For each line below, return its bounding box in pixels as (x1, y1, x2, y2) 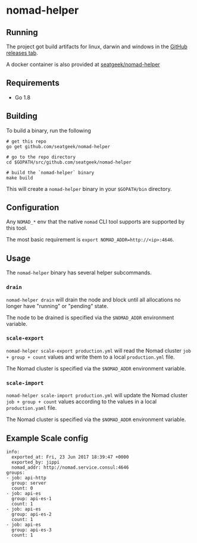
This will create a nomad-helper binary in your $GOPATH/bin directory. (6, 185, 172, 192)
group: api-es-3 (11, 527, 52, 533)
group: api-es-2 (11, 511, 52, 517)
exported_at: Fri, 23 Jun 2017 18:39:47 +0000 (11, 454, 129, 460)
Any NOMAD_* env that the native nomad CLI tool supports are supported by (6, 218, 185, 225)
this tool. (6, 224, 28, 232)
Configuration (6, 203, 60, 213)
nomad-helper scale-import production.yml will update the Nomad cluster (6, 392, 188, 399)
